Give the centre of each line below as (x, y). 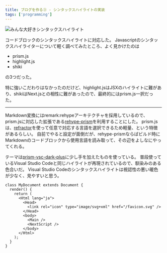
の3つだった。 (20, 77)
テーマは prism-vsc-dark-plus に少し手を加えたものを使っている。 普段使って (83, 157)
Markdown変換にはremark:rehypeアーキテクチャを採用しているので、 (77, 115)
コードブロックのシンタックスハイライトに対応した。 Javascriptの (73, 40)
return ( (23, 194)
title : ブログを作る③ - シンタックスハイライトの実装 (55, 10)
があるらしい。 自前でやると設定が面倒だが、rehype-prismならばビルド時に (83, 134)
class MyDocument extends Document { (44, 185)
